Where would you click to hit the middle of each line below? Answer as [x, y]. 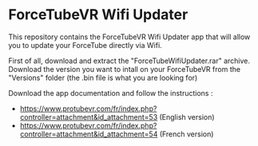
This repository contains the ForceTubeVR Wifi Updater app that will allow [129, 37]
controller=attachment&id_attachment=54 [89, 134]
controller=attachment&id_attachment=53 [89, 116]
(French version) [187, 134]
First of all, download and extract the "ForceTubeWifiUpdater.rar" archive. [129, 61]
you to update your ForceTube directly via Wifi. [85, 45]
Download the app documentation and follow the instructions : [111, 93]
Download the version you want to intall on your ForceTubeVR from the [125, 69]
